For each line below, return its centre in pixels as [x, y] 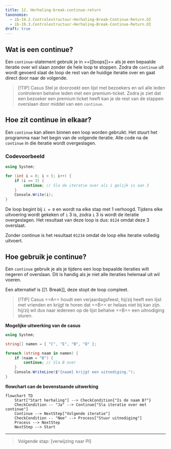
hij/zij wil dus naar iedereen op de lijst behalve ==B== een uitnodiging [91, 310]
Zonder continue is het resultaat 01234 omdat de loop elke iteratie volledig [82, 235]
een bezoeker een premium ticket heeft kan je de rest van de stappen [91, 98]
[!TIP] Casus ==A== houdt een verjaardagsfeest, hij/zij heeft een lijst [90, 299]
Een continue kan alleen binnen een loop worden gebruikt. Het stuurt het [81, 132]
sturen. [25, 315]
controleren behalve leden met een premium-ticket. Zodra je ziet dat [89, 93]
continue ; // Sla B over [50, 363]
